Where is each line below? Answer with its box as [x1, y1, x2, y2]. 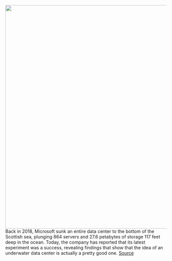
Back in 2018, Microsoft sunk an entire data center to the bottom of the [5, 228, 155, 234]
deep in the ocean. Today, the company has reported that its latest [5, 239, 146, 245]
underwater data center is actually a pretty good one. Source [5, 250, 134, 256]
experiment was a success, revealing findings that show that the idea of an [5, 245, 163, 250]
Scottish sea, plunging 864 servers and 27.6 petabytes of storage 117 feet [5, 234, 160, 240]
